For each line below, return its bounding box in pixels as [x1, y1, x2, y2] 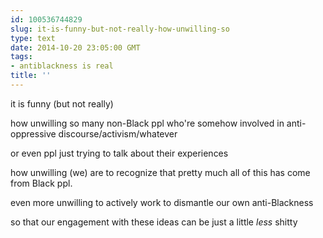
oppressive [10, 127, 57, 140]
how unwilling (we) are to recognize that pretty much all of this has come [10, 166, 311, 178]
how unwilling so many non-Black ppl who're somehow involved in [10, 117, 285, 129]
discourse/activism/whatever [58, 127, 178, 140]
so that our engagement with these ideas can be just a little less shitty [10, 216, 298, 228]
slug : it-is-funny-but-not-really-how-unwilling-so [10, 24, 230, 34]
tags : [10, 52, 33, 62]
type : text [10, 33, 56, 43]
